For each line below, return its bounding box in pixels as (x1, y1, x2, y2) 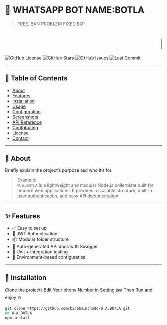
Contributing (12, 124, 38, 130)
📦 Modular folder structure (12, 236, 69, 242)
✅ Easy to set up (12, 225, 47, 231)
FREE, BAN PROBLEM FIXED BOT (17, 21, 86, 27)
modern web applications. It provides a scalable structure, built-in (17, 187, 153, 193)
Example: (17, 177, 37, 183)
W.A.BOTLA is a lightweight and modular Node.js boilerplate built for (17, 182, 154, 188)
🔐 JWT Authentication (12, 231, 58, 237)
